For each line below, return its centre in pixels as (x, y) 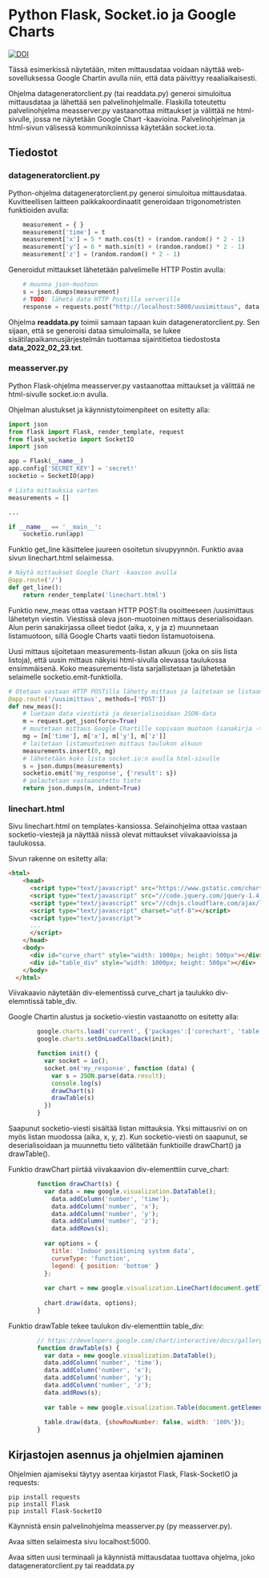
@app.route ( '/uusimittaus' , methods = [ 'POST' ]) (87, 699)
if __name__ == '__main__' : (55, 527)
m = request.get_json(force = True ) (80, 721)
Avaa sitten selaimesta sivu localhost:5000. (79, 1542)
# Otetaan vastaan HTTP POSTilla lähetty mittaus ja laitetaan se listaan (136, 691)
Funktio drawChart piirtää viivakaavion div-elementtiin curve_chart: (119, 1170)
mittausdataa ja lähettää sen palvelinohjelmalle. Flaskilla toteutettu (117, 102)
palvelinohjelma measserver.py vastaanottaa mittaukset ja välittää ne (122, 110)
